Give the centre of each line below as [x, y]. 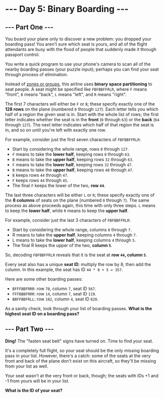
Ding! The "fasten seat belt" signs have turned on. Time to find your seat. [79, 341]
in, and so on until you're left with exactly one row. [56, 130]
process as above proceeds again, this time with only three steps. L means [80, 205]
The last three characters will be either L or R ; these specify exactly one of [80, 195]
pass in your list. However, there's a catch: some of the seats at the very [78, 356]
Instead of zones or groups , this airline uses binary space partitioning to [79, 84]
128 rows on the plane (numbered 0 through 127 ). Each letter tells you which [82, 109]
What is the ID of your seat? [34, 390]
